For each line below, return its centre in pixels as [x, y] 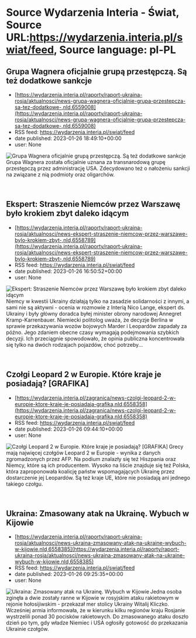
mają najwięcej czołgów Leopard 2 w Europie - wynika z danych [83, 453]
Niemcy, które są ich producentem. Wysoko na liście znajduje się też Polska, [98, 465]
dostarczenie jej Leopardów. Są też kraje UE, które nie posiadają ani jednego [98, 477]
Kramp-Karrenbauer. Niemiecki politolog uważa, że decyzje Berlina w [90, 320]
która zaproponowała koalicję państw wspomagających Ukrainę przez [90, 471]
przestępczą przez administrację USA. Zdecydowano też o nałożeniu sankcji [98, 168]
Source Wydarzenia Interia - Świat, [93, 13]
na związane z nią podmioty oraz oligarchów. [61, 175]
